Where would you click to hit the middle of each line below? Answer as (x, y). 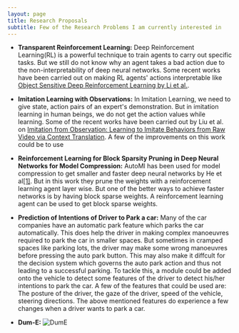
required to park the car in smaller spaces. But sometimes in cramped (120, 240)
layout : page (27, 14)
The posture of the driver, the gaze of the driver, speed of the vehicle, (120, 294)
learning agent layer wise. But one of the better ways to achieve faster (121, 189)
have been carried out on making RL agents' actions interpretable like (120, 78)
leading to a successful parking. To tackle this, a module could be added (124, 271)
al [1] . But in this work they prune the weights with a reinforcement (115, 181)
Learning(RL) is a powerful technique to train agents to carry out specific (124, 55)
